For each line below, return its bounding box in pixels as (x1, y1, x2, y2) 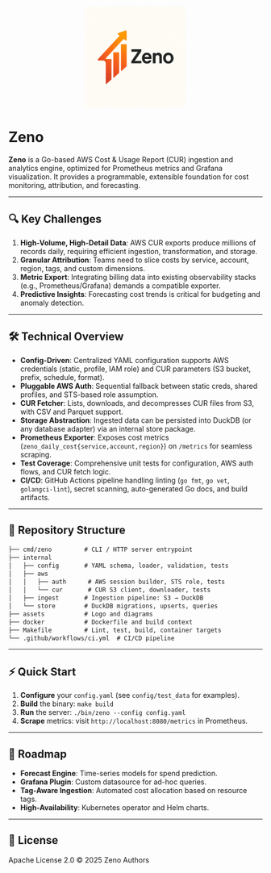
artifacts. (19, 492, 50, 502)
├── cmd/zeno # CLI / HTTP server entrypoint (8, 545, 194, 554)
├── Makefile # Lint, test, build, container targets (8, 626, 222, 635)
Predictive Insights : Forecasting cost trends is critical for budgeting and (19, 289, 261, 299)
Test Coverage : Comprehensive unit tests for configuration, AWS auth (19, 458, 254, 468)
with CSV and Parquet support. (19, 407, 123, 416)
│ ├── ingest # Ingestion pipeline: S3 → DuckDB (8, 594, 204, 603)
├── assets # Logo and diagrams (8, 610, 153, 619)
